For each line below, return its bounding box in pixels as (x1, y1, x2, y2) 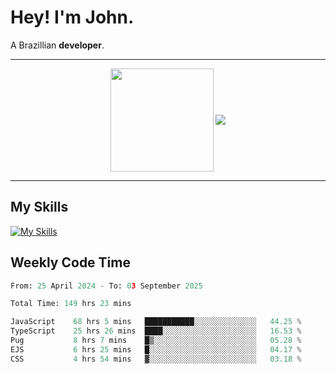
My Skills (10, 199, 69, 216)
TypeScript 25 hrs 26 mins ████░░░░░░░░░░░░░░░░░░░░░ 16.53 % (10, 326, 302, 336)
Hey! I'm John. (10, 6, 135, 29)
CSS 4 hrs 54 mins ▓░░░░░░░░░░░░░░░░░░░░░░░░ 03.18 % (10, 354, 302, 364)
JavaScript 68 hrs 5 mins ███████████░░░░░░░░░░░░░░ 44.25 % (10, 317, 302, 327)
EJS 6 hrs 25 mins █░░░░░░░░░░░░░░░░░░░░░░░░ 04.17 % (10, 344, 302, 355)
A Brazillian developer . (10, 39, 105, 51)
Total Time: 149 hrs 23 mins (10, 299, 132, 309)
